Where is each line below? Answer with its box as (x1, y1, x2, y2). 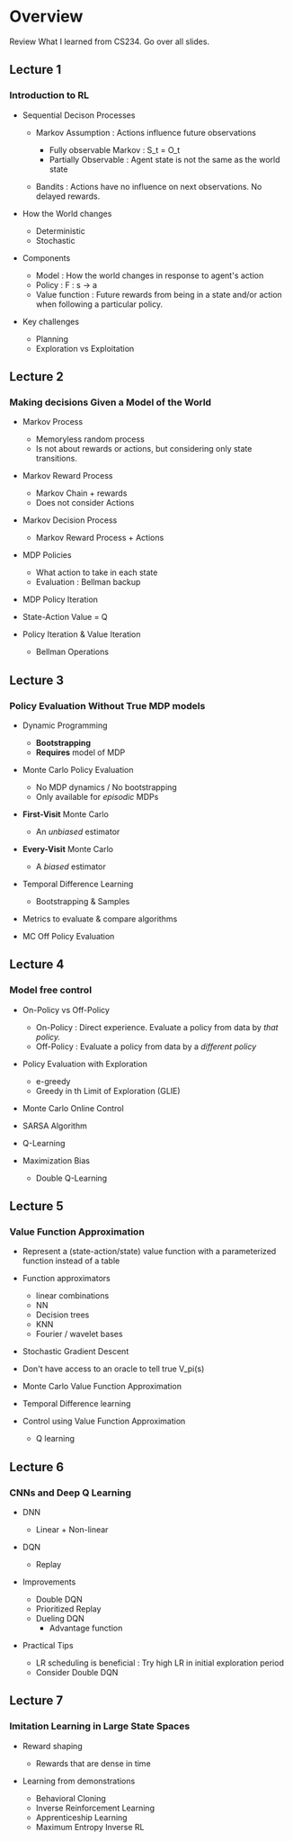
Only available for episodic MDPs (35, 792, 159, 802)
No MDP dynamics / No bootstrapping (35, 782, 177, 793)
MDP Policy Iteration (22, 594, 99, 605)
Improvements (22, 1576, 76, 1587)
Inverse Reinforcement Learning (35, 1802, 155, 1813)
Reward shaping (22, 1740, 83, 1751)
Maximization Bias (22, 1154, 90, 1166)
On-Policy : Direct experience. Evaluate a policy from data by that (35, 1021, 279, 1032)
